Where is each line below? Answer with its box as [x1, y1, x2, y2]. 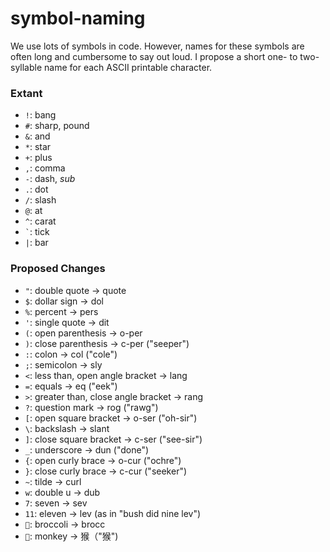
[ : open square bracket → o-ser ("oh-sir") [24, 412, 198, 424]
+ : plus [24, 152, 53, 164]
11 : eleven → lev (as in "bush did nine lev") [24, 507, 202, 519]
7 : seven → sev [24, 497, 88, 509]
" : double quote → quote [24, 284, 127, 296]
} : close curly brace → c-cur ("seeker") [24, 465, 188, 477]
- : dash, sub [24, 173, 76, 185]
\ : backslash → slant [24, 422, 110, 434]
